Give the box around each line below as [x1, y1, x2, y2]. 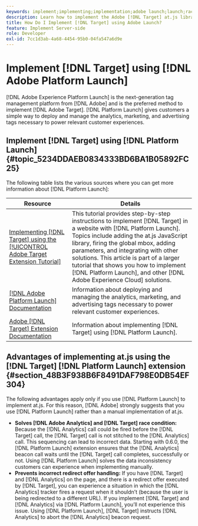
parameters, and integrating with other [71, 246, 179, 254]
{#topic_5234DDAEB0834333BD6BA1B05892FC [6, 154, 190, 164]
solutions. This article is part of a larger [71, 253, 180, 262]
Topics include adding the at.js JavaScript [71, 231, 187, 240]
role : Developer [6, 31, 46, 37]
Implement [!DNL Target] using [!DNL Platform [6, 136, 179, 146]
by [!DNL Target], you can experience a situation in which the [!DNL [14, 482, 179, 489]
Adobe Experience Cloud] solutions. [71, 276, 172, 284]
